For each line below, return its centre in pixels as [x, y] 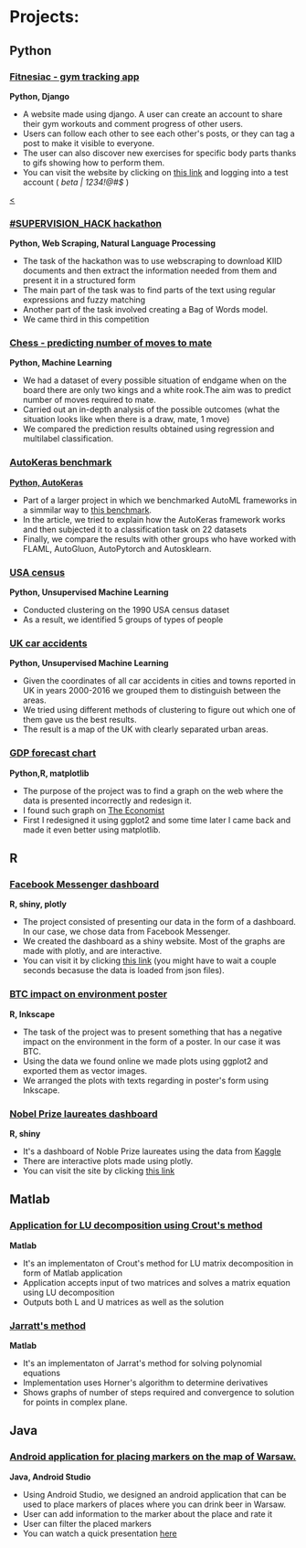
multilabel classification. [68, 439]
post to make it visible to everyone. [89, 143]
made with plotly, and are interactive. [92, 951]
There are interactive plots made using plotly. [108, 1161]
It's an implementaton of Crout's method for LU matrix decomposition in [158, 1263]
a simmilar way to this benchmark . [87, 510]
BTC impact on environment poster [89, 994]
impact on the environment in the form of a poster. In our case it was [152, 1041]
